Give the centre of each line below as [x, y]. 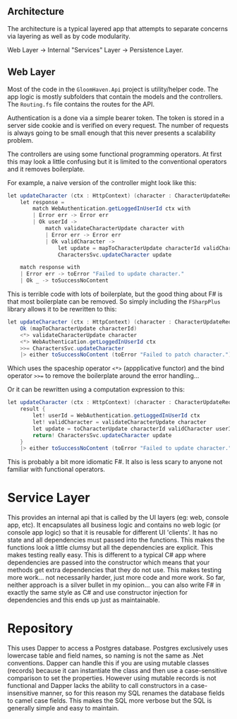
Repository [40, 629]
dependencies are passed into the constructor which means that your [109, 563]
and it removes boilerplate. [46, 169]
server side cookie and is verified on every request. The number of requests [118, 125]
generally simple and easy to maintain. [63, 708]
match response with [50, 268]
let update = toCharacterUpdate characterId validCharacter [123, 429]
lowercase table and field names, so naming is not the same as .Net [105, 655]
